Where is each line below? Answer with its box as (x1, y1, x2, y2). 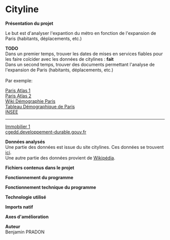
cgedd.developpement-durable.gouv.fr (5, 129, 87, 135)
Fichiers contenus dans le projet (5, 165, 74, 171)
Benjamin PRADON (5, 229, 45, 235)
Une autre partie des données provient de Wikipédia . (5, 154, 115, 161)
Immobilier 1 (5, 123, 30, 130)
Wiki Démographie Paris (5, 98, 56, 104)
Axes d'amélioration (5, 214, 49, 220)
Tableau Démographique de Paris (5, 103, 75, 109)
